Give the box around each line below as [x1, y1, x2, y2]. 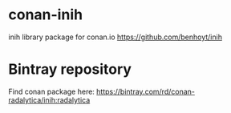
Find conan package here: [8, 87, 95, 96]
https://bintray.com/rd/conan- [95, 87, 195, 96]
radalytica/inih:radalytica [8, 95, 91, 105]
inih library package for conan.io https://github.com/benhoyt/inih [8, 32, 223, 42]
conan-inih [8, 6, 83, 24]
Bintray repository [8, 60, 132, 79]
